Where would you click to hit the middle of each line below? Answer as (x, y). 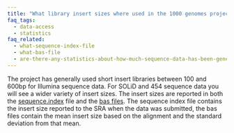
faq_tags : (22, 20)
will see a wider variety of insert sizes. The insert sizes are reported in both (115, 93)
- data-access (34, 26)
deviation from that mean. (44, 123)
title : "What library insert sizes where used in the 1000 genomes (107, 14)
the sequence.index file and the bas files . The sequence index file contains (115, 101)
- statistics (32, 33)
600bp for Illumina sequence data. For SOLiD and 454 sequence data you (113, 86)
